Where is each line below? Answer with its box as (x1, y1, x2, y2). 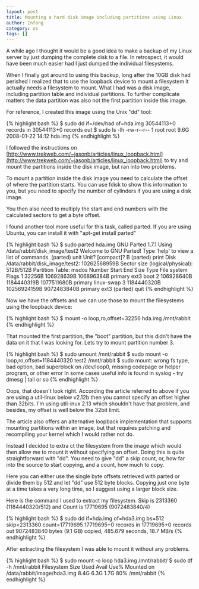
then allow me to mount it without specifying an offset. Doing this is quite (6, 448, 185, 456)
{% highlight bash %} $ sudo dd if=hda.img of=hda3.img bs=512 (6, 515, 165, 522)
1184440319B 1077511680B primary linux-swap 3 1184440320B (6, 279, 162, 286)
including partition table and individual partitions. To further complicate (6, 91, 180, 98)
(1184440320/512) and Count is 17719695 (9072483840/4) (6, 503, 150, 510)
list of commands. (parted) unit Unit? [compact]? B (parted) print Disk (6, 254, 176, 261)
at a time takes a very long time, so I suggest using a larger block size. (6, 485, 178, 492)
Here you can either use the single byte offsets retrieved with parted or (6, 473, 180, 480)
